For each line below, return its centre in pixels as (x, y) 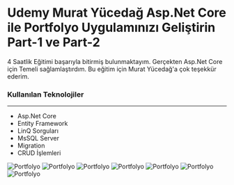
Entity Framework (42, 124)
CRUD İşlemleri (39, 153)
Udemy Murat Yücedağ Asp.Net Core (117, 13)
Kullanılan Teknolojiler (46, 94)
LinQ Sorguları (38, 131)
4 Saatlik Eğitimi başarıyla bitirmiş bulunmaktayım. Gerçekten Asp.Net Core (115, 61)
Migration (31, 146)
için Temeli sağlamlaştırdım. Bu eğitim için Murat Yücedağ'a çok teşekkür (112, 69)
